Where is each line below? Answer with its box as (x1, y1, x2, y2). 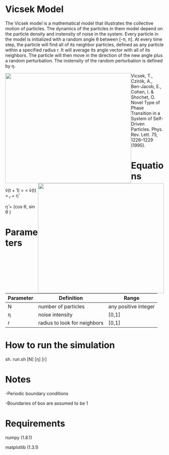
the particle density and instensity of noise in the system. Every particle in (5, 31, 158, 37)
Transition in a (131, 110, 160, 116)
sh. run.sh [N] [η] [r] (5, 356, 47, 362)
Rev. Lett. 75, (131, 131, 158, 137)
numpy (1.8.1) (5, 434, 33, 440)
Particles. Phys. (131, 126, 163, 132)
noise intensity (38, 311, 73, 318)
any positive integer (108, 303, 155, 310)
